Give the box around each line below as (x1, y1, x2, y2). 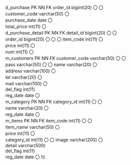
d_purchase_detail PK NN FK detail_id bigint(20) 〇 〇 (5, 30, 117, 36)
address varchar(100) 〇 (5, 68, 56, 74)
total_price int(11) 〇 (5, 23, 47, 29)
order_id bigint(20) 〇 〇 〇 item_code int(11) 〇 (5, 36, 103, 42)
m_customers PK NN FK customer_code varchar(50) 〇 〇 (5, 55, 126, 61)
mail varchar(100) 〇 (5, 81, 48, 86)
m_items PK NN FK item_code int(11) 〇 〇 (5, 118, 92, 123)
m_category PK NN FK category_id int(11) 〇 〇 (5, 98, 103, 105)
